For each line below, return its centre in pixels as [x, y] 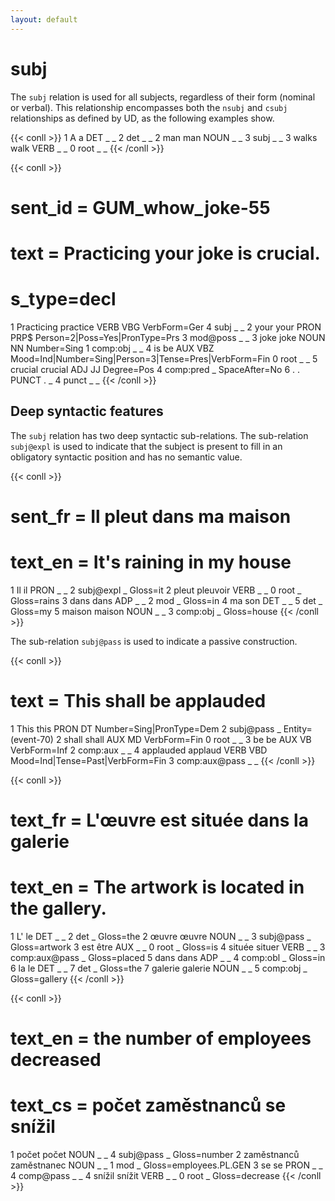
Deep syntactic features [87, 411]
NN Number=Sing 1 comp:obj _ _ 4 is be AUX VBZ [112, 348]
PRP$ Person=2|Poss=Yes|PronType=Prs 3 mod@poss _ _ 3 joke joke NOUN [168, 337]
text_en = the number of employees [161, 1038]
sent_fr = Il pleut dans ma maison [151, 516]
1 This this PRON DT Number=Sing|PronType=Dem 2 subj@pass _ [146, 728]
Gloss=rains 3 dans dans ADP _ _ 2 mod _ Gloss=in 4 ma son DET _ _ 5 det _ [166, 600]
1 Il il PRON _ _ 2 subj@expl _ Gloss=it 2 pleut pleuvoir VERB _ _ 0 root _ [156, 590]
